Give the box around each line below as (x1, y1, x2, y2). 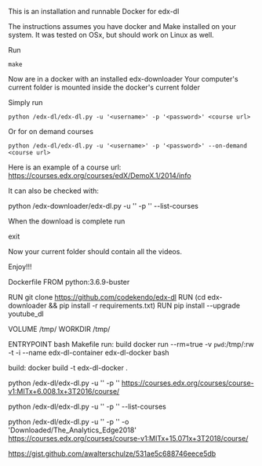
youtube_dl (8, 309, 45, 319)
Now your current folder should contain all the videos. (8, 247, 183, 256)
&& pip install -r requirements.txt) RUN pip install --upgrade (48, 301, 241, 310)
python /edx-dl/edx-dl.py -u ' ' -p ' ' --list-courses (8, 402, 166, 411)
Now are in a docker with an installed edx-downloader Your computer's (8, 75, 238, 83)
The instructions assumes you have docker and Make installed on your (8, 22, 237, 31)
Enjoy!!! (8, 262, 33, 271)
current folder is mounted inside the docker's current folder (8, 82, 200, 92)
